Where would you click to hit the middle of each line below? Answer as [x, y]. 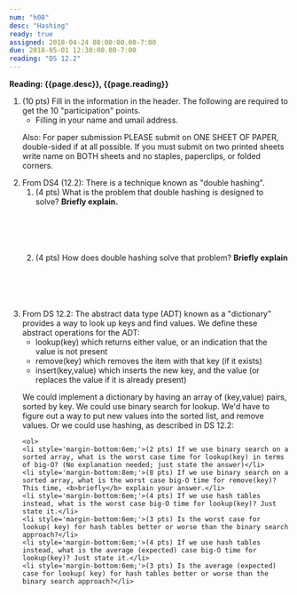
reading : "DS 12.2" [45, 59]
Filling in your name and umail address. [107, 120]
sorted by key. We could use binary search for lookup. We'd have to [146, 406]
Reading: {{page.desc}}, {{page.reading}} [89, 84]
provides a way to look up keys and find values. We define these [140, 323]
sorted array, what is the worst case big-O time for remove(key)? [149, 480]
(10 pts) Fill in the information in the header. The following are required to [155, 101]
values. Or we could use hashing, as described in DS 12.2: [128, 425]
